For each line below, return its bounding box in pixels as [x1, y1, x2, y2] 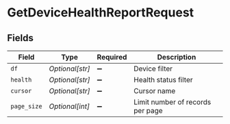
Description [157, 53, 196, 62]
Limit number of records [133, 97, 212, 107]
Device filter [133, 64, 173, 73]
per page [133, 106, 163, 115]
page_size [10, 103, 42, 110]
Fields [7, 32, 34, 44]
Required [97, 53, 127, 62]
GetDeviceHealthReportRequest [7, 5, 194, 21]
